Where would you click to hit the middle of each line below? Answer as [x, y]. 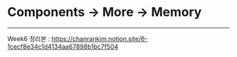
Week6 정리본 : [29, 38]
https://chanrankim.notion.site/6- [100, 38]
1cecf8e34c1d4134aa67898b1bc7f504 [63, 47]
